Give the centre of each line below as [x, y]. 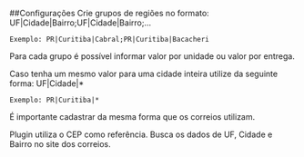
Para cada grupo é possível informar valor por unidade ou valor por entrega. [152, 56]
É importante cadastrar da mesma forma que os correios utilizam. [132, 117]
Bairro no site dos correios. [60, 144]
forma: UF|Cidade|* [47, 83]
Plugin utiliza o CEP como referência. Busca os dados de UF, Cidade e [141, 134]
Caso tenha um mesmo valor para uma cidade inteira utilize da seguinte [144, 74]
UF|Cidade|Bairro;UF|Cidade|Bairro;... [81, 23]
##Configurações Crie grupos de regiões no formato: [109, 13]
